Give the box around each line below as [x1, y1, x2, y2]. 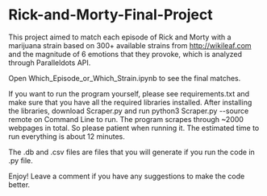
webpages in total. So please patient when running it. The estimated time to [8, 123, 260, 133]
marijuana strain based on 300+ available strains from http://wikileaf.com [8, 40, 252, 50]
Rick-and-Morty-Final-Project [8, 6, 213, 24]
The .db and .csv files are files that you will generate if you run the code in [8, 147, 256, 157]
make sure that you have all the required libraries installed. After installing [8, 97, 252, 107]
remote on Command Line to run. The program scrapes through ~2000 [8, 114, 244, 124]
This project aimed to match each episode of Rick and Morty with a [8, 32, 232, 42]
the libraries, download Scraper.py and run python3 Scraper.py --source [8, 106, 249, 116]
